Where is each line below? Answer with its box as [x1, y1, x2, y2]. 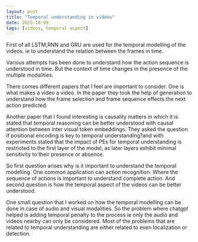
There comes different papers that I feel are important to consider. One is [6, 83, 184, 90]
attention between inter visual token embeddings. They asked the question [6, 126, 188, 133]
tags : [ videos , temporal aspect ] [6, 25, 89, 31]
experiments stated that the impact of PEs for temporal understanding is [6, 138, 182, 145]
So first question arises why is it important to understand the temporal [6, 162, 177, 169]
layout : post [6, 8, 38, 15]
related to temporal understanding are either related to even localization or [6, 224, 187, 231]
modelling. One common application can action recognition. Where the [6, 169, 178, 176]
